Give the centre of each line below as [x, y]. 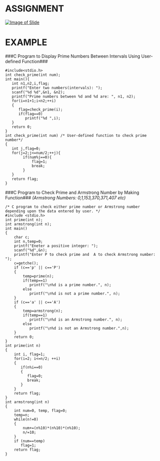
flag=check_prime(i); [40, 110]
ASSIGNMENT [35, 9]
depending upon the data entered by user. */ [53, 211]
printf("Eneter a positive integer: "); [56, 246]
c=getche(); [26, 263]
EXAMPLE [26, 42]
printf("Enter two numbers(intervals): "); [57, 88]
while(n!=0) [26, 419]
